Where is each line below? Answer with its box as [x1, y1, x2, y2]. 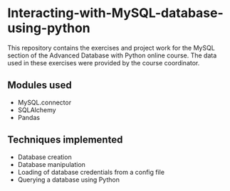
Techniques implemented [7, 133, 123, 146]
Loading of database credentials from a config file [17, 168, 165, 176]
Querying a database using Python [17, 175, 120, 184]
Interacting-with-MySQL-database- [7, 5, 224, 21]
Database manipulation [17, 160, 85, 168]
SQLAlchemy [17, 105, 56, 114]
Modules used [7, 80, 73, 92]
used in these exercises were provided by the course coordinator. [7, 58, 200, 67]
